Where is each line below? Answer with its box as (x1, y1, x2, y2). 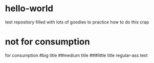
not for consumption (5, 36, 90, 47)
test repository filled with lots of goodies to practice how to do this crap (5, 19, 149, 25)
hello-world (5, 3, 54, 14)
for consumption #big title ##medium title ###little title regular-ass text (5, 52, 148, 58)
